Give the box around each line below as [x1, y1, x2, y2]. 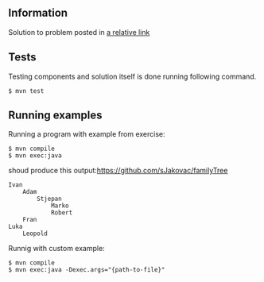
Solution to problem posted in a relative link [8, 27, 150, 37]
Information [8, 6, 68, 20]
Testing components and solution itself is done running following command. [8, 71, 257, 81]
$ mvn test [8, 87, 45, 95]
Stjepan [37, 195, 62, 203]
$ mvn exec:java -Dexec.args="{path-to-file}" [8, 266, 165, 274]
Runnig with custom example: [8, 244, 105, 253]
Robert [50, 209, 73, 217]
